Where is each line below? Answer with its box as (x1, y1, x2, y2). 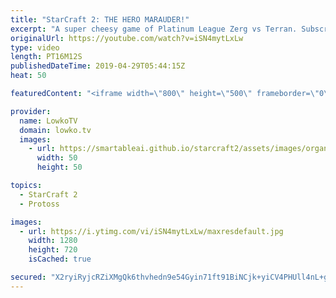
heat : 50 (10, 71, 47, 81)
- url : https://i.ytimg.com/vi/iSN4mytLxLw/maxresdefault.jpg (19, 226, 284, 236)
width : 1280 (28, 236, 78, 246)
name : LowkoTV (19, 116, 78, 126)
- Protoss (19, 199, 60, 209)
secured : (10, 272, 47, 282)
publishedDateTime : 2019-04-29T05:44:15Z (10, 61, 186, 71)
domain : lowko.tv (19, 125, 92, 135)
